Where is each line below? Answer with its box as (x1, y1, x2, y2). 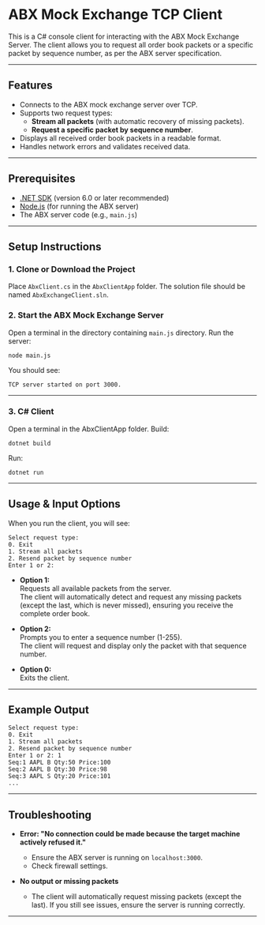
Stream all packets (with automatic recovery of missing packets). (31, 116, 244, 126)
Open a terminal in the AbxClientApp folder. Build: (8, 424, 170, 434)
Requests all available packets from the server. (19, 583, 172, 593)
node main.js (8, 352, 51, 359)
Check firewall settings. (31, 861, 108, 870)
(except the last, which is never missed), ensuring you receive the (19, 600, 234, 610)
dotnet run (8, 468, 44, 476)
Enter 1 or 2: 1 (8, 752, 62, 760)
